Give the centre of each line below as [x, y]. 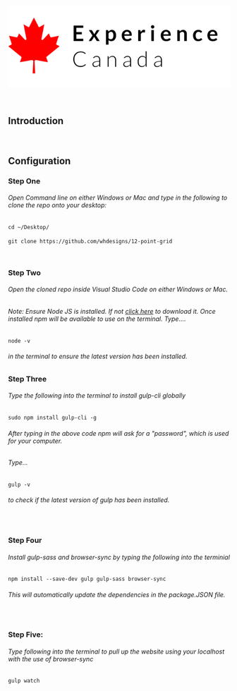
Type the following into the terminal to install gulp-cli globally [97, 396]
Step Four [25, 540]
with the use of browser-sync [51, 659]
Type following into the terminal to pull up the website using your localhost [116, 652]
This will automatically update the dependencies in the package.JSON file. [117, 594]
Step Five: [26, 635]
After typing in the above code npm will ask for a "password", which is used [119, 433]
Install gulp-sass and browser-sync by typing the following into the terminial [119, 557]
